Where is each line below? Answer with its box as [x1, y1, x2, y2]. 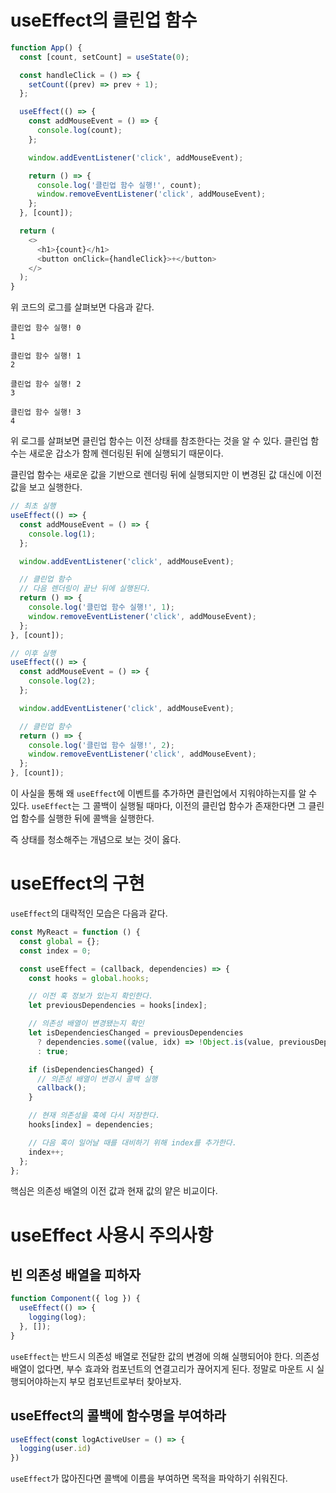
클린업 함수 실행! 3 [10, 407, 82, 418]
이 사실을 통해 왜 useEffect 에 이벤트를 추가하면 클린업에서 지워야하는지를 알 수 [10, 787, 318, 800]
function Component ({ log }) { [10, 1294, 141, 1304]
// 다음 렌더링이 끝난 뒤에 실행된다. [19, 584, 152, 594]
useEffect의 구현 [10, 872, 145, 895]
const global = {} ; [19, 936, 101, 946]
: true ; [36, 1046, 70, 1056]
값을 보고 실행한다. [10, 481, 83, 493]
